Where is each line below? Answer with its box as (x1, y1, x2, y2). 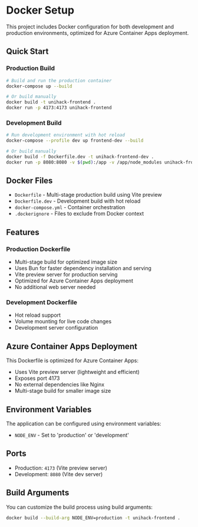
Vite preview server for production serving (14, 271, 118, 278)
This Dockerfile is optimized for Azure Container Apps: (6, 357, 138, 364)
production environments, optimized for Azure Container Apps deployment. (6, 29, 189, 36)
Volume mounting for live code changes (14, 318, 112, 325)
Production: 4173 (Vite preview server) (14, 464, 108, 471)
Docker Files (6, 175, 53, 186)
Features (6, 227, 39, 237)
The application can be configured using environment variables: (6, 420, 161, 427)
